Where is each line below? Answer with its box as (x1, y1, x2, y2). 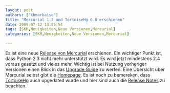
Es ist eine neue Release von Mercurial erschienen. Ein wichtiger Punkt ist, (5, 50, 162, 56)
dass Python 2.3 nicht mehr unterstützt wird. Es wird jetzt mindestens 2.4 (5, 55, 160, 62)
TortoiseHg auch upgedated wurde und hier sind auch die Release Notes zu (5, 78, 165, 83)
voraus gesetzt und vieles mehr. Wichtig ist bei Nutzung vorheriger (5, 61, 147, 67)
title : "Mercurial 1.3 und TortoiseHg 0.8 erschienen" (5, 17, 125, 22)
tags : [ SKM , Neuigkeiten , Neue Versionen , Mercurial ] (5, 27, 116, 32)
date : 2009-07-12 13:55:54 (5, 22, 63, 27)
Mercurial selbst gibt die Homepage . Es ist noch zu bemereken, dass (5, 72, 151, 78)
